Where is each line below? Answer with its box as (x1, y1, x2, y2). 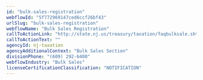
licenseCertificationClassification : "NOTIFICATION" (6, 64, 142, 71)
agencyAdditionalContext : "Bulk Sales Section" (6, 48, 129, 54)
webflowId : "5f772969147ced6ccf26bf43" (6, 14, 107, 20)
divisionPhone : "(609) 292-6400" (6, 54, 91, 60)
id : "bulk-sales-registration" (6, 8, 85, 15)
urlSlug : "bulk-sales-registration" (6, 20, 98, 26)
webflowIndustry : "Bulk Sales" (6, 59, 85, 65)
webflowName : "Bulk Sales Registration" (6, 25, 110, 32)
